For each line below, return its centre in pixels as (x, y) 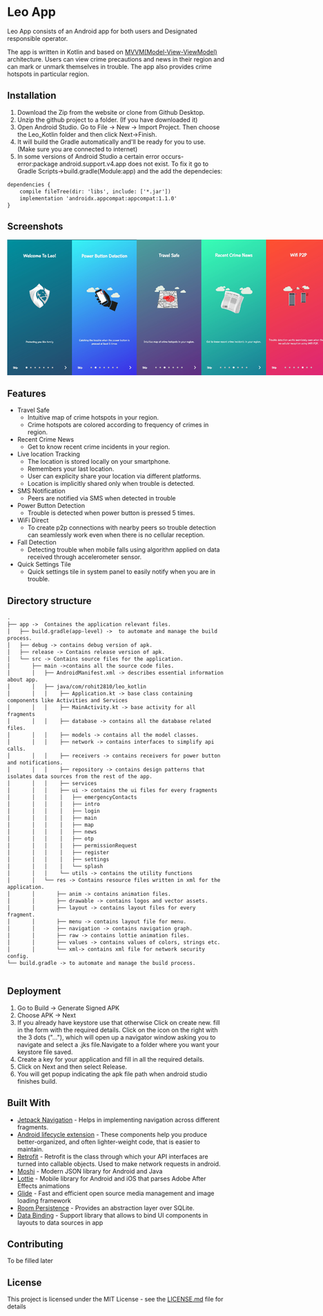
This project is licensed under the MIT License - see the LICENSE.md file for (115, 1299)
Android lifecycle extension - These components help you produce (112, 1134)
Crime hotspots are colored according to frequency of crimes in (118, 425)
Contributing (35, 1244)
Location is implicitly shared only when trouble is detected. (111, 484)
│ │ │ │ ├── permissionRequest (72, 845)
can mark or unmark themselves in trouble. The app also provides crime (109, 66)
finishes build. (37, 1081)
